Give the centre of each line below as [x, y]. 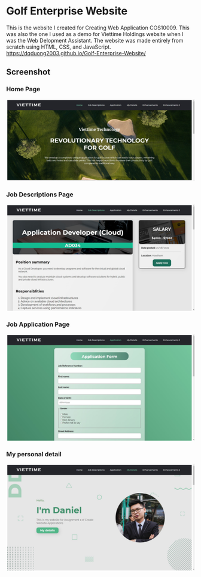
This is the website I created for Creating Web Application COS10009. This [98, 28]
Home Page [23, 89]
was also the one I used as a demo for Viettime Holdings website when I [95, 34]
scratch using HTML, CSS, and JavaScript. [59, 47]
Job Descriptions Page [40, 195]
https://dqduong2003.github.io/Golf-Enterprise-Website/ [76, 53]
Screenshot [28, 72]
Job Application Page [38, 324]
